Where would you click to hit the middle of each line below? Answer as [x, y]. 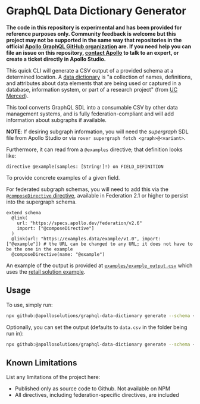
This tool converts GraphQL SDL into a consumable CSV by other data [92, 107]
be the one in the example [40, 249]
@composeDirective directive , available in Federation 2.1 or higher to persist [97, 195]
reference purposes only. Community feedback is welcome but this [91, 33]
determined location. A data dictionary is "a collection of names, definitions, [99, 77]
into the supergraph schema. [42, 202]
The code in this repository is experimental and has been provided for [94, 27]
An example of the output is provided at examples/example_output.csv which [99, 265]
